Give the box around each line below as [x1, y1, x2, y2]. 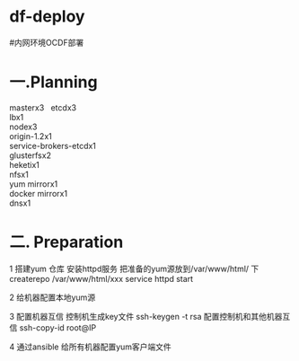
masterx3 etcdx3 [9, 101, 77, 113]
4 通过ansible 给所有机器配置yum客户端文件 [9, 341, 172, 352]
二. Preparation [9, 232, 124, 252]
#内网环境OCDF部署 [9, 37, 84, 48]
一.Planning [9, 72, 98, 92]
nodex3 [9, 121, 38, 132]
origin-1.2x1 [9, 130, 52, 141]
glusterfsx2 [9, 150, 52, 161]
